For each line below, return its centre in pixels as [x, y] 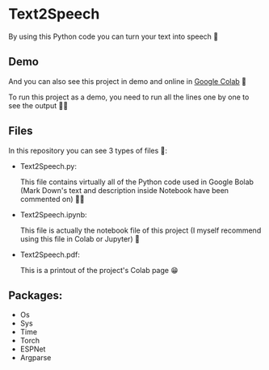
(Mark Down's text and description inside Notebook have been [124, 190]
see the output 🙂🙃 [38, 105]
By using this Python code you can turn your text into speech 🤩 [113, 36]
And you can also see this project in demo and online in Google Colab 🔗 [128, 81]
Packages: [36, 295]
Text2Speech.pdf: [50, 254]
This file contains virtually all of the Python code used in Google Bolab [137, 182]
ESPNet [33, 349]
